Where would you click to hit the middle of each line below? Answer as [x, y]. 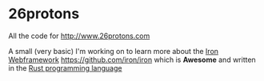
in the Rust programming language [65, 67]
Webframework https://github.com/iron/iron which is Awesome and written [132, 60]
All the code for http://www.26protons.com [79, 36]
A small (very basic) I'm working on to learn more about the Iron [113, 51]
